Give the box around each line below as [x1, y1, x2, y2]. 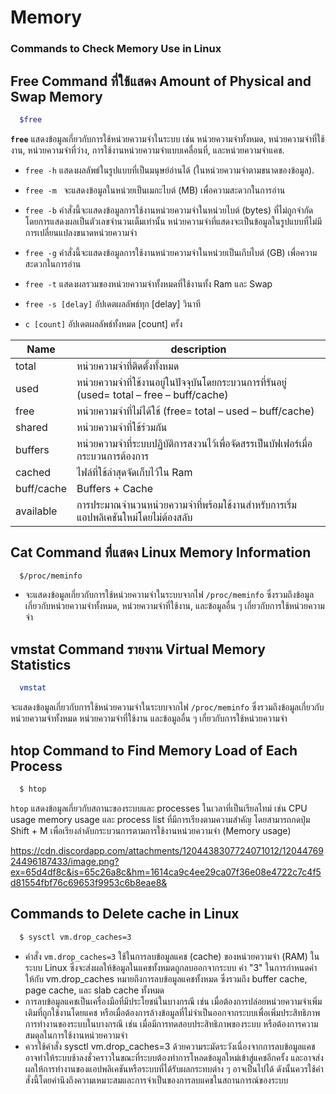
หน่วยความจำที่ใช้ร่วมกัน [76, 420, 168, 434]
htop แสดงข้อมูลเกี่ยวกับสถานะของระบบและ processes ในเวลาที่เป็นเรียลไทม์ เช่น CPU [10, 802, 308, 814]
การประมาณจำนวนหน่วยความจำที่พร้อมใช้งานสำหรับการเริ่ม [76, 497, 298, 511]
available [15, 504, 58, 518]
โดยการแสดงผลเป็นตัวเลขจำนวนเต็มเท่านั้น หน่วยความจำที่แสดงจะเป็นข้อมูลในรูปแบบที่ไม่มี [24, 215, 322, 227]
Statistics [10, 656, 72, 673]
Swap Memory [10, 88, 103, 105]
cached [15, 465, 52, 479]
